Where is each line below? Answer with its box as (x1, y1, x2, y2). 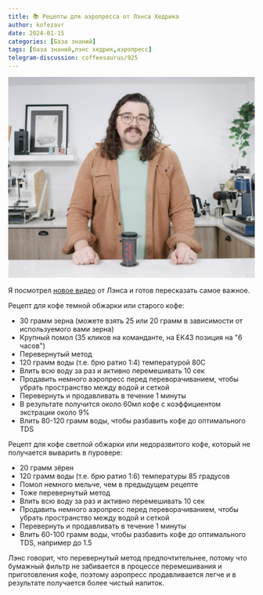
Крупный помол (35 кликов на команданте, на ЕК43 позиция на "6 (19, 332, 243, 342)
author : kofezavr (8, 20, 65, 29)
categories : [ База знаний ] (8, 38, 96, 45)
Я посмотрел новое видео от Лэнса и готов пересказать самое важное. (8, 285, 250, 295)
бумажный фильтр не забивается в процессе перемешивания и (8, 561, 222, 571)
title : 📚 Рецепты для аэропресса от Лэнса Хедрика (8, 13, 179, 20)
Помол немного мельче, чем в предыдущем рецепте (19, 479, 198, 489)
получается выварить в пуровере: (8, 448, 123, 457)
